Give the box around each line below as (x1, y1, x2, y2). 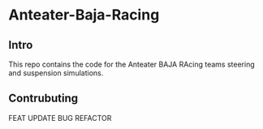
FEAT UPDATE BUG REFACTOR (8, 113, 112, 123)
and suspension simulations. (8, 68, 104, 78)
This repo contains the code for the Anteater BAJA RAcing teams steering (8, 59, 255, 69)
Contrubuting (8, 92, 79, 105)
